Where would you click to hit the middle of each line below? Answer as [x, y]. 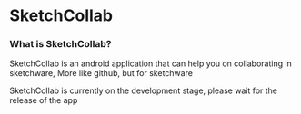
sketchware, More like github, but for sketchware [101, 73]
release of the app [44, 100]
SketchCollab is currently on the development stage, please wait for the [144, 90]
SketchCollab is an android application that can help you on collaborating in [151, 63]
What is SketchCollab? [60, 44]
